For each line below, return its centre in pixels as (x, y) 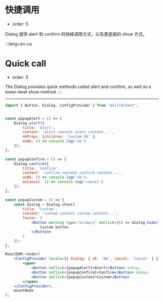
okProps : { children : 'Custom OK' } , (60, 137)
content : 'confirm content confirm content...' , (73, 173)
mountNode (24, 291)
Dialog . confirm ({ (31, 164)
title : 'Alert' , (39, 128)
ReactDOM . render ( (23, 254)
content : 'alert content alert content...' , (69, 132)
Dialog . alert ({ (29, 123)
